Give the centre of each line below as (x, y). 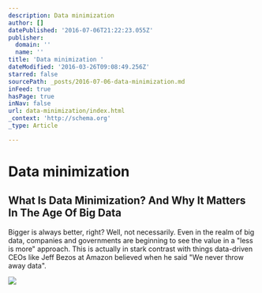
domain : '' (33, 45)
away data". (28, 265)
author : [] (26, 23)
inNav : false (30, 103)
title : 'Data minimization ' (56, 60)
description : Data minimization (61, 15)
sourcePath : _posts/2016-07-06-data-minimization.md (97, 81)
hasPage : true (32, 96)
